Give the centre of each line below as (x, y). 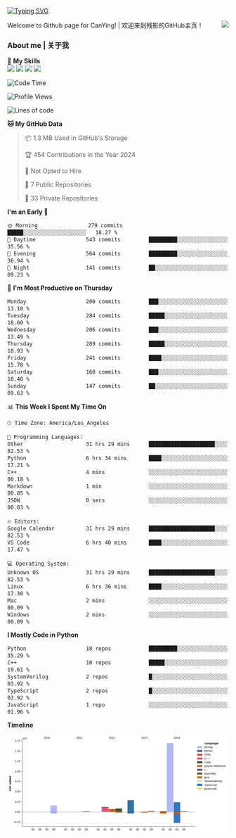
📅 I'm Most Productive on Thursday (60, 288)
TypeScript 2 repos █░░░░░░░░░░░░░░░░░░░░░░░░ (118, 691)
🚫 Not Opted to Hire (53, 171)
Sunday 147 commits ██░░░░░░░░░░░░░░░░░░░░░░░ (118, 386)
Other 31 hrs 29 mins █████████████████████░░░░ (118, 444)
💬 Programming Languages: (45, 437)
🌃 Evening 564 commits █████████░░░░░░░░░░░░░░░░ (118, 254)
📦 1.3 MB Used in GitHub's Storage (76, 138)
